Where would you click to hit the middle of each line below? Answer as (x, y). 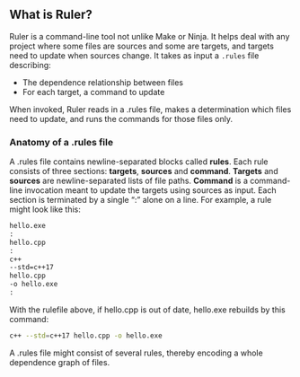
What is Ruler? (51, 15)
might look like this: (45, 209)
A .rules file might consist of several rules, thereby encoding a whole (136, 353)
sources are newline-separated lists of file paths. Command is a (129, 181)
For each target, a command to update (93, 92)
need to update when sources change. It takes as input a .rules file (134, 55)
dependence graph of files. (60, 362)
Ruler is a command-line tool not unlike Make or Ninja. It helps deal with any (150, 36)
